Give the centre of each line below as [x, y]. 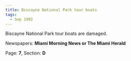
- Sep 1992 [21, 19]
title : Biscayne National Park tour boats [51, 10]
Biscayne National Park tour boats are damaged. [56, 34]
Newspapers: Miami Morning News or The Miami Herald [66, 43]
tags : [11, 15]
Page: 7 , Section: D [26, 53]
